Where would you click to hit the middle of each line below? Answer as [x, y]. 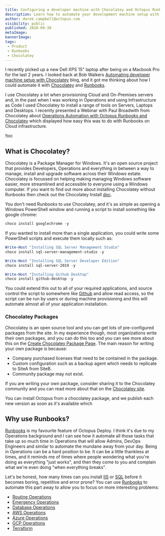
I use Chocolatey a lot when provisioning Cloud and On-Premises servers [79, 95]
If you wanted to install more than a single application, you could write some [82, 233]
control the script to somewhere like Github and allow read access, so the [79, 293]
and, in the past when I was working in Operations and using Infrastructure [81, 100]
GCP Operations [28, 523]
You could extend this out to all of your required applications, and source [79, 288]
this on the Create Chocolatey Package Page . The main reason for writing [80, 343]
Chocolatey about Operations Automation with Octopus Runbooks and [76, 116]
